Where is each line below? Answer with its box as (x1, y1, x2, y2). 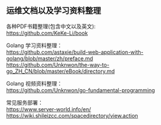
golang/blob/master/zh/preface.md (6, 54, 93, 62)
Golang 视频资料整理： (6, 80, 62, 87)
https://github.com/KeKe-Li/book (6, 29, 88, 36)
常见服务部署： (6, 99, 43, 106)
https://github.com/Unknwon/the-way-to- (6, 61, 110, 68)
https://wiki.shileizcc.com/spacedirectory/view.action (6, 112, 138, 119)
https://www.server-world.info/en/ (6, 105, 91, 112)
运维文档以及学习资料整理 (6, 5, 101, 16)
